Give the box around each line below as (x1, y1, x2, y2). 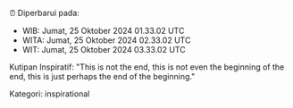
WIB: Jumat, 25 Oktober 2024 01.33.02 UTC (21, 26, 185, 36)
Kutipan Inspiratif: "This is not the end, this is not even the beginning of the (9, 62, 285, 72)
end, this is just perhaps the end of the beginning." (9, 71, 196, 81)
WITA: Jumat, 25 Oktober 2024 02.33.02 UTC (21, 35, 191, 46)
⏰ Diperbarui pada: (9, 8, 80, 18)
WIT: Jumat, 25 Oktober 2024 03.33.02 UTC (21, 45, 186, 54)
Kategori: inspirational (9, 88, 90, 99)
